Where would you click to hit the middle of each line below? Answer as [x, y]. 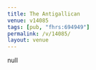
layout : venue [28, 40]
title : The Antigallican [44, 14]
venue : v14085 [28, 21]
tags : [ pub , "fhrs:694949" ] [49, 27]
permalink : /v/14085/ [39, 34]
